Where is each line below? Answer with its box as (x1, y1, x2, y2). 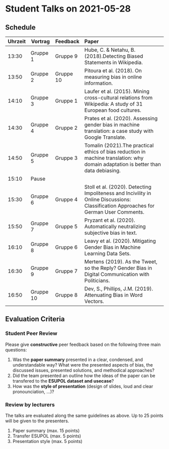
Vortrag (31, 38, 50, 45)
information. (84, 80, 113, 86)
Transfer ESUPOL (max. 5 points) (12, 433, 81, 439)
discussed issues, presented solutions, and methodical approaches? (12, 367, 155, 373)
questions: (5, 346, 27, 352)
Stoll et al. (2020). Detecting (84, 184, 152, 190)
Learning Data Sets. (84, 250, 131, 257)
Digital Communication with (84, 271, 149, 278)
